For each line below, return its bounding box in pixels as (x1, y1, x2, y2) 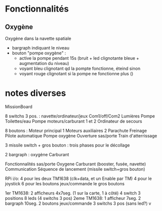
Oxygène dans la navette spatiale (5, 35, 72, 41)
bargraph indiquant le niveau (12, 45, 70, 50)
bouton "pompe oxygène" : (12, 50, 66, 56)
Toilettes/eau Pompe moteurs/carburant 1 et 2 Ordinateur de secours (5, 118, 143, 124)
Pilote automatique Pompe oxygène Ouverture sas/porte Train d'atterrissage (5, 132, 157, 139)
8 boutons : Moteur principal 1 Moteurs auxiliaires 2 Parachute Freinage (5, 128, 147, 133)
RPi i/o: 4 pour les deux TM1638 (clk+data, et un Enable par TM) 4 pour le (5, 176, 152, 181)
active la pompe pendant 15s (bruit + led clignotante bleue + (19, 55, 139, 61)
